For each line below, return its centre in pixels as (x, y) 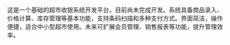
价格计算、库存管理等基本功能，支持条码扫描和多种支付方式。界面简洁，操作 (115, 18)
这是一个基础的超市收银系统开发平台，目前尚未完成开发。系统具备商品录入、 (115, 10)
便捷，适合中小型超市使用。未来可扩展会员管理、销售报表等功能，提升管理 (112, 27)
